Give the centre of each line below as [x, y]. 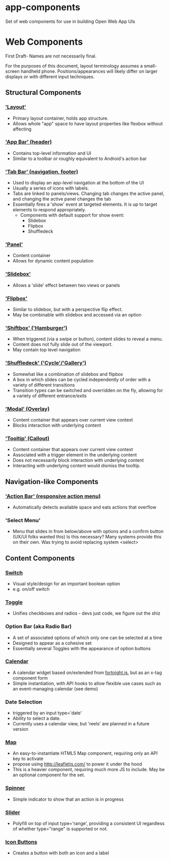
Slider [13, 812]
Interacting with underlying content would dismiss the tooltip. [77, 466]
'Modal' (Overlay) [27, 409]
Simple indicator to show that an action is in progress [68, 799]
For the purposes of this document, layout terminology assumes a [74, 66]
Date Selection [24, 702]
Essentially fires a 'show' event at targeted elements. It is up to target [85, 204]
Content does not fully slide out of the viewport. [63, 344]
